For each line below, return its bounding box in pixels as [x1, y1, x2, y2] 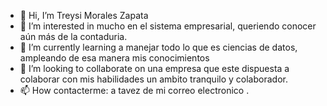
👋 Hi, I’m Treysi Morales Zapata [19, 10, 149, 21]
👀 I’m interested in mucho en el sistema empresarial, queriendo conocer [19, 20, 317, 32]
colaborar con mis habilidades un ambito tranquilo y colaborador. [19, 73, 288, 85]
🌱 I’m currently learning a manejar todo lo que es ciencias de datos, [19, 41, 298, 53]
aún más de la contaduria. [19, 31, 128, 42]
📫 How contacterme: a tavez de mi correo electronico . [19, 85, 250, 96]
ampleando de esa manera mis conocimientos [19, 52, 210, 64]
